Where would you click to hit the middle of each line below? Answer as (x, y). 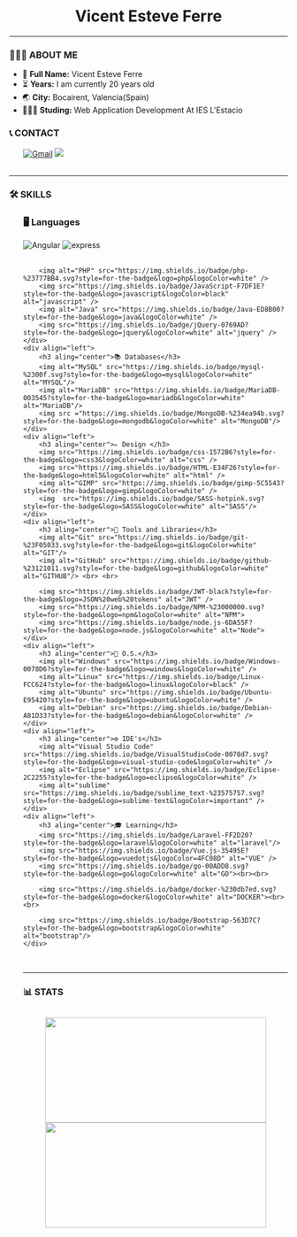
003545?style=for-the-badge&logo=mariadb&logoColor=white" (134, 398)
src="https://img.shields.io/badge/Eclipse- (197, 769)
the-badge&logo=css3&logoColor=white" (95, 460)
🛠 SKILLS (30, 195)
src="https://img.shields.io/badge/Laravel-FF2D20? (156, 835)
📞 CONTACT (34, 133)
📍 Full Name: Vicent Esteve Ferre (82, 74)
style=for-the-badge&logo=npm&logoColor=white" (112, 615)
